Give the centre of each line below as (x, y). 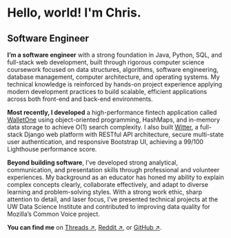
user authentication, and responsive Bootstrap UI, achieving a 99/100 (106, 142)
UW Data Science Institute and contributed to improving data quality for (109, 207)
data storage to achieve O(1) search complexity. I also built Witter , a (103, 127)
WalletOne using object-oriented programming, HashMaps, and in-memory (114, 120)
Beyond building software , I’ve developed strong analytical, (92, 163)
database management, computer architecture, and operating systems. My (113, 77)
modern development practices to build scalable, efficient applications (107, 92)
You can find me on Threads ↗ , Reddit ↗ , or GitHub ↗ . (84, 227)
